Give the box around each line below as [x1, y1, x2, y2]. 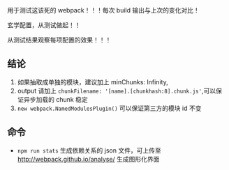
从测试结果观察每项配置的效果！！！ [7, 36, 112, 44]
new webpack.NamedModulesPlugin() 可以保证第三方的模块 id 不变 [17, 104, 202, 112]
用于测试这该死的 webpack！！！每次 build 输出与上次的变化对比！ [7, 6, 200, 14]
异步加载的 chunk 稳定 [23, 95, 89, 103]
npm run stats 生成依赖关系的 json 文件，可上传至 [17, 146, 162, 155]
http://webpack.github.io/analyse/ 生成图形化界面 [17, 155, 160, 163]
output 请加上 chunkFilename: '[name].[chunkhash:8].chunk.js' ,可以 [17, 86, 216, 95]
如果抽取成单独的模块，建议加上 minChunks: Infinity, [17, 77, 169, 86]
